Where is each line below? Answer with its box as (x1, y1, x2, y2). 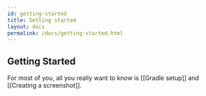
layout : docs (7, 23, 45, 30)
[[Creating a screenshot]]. (7, 81, 82, 90)
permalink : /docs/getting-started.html (7, 29, 124, 37)
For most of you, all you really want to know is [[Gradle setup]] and (7, 74, 199, 82)
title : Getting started (7, 17, 77, 24)
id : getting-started (7, 10, 68, 17)
